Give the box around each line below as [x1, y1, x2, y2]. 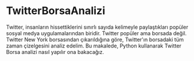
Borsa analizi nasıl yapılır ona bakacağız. [6, 48, 105, 55]
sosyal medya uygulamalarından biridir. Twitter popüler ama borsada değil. [6, 29, 187, 36]
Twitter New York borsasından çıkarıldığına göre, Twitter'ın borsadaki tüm [6, 36, 184, 43]
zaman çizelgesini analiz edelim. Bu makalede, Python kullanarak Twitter [6, 42, 182, 49]
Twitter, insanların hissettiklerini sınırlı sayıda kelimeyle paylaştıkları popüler [6, 23, 189, 30]
